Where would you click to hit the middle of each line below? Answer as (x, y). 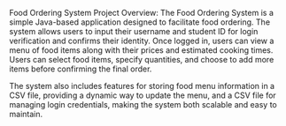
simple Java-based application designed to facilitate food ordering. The (140, 22)
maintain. (26, 114)
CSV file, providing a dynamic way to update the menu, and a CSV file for (143, 95)
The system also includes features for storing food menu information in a (142, 86)
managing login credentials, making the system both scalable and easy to (143, 104)
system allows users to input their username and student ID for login (134, 31)
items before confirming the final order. (81, 69)
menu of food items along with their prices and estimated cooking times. (141, 50)
